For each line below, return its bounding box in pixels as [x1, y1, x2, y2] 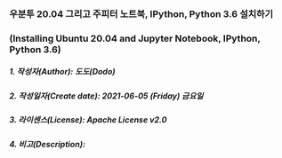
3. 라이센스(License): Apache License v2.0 [9, 115, 167, 125]
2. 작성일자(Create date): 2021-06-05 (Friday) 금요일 [9, 91, 204, 101]
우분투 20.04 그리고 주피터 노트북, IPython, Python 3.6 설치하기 [9, 7, 274, 20]
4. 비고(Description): [9, 138, 86, 149]
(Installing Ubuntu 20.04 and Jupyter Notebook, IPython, [9, 32, 261, 44]
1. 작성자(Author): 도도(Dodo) [9, 67, 116, 77]
